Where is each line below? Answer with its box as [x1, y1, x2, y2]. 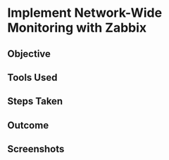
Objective [7, 48, 51, 60]
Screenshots [7, 143, 65, 155]
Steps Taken [7, 95, 63, 107]
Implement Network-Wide [7, 5, 163, 21]
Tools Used [7, 72, 58, 84]
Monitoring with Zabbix [7, 20, 147, 36]
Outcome [7, 119, 49, 131]
